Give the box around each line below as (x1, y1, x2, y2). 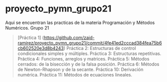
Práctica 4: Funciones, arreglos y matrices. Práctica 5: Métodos (17, 55, 150, 61)
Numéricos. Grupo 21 (5, 24, 49, 30)
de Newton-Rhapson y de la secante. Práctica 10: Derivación (17, 66, 143, 72)
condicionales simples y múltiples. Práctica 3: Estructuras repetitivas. (17, 50, 161, 56)
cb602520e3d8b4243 (17, 45, 64, 51)
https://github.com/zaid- (43, 34, 95, 40)
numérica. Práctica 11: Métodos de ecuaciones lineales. (17, 71, 132, 77)
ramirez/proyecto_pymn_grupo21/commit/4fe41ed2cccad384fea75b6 (17, 39, 162, 45)
